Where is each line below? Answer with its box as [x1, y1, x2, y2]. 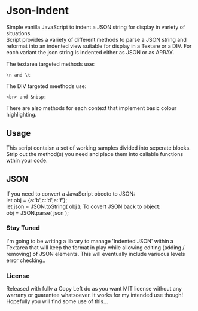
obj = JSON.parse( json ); [6, 209, 69, 216]
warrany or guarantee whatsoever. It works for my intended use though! [6, 291, 184, 299]
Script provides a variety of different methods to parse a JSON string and [6, 36, 187, 43]
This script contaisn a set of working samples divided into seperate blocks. [6, 144, 191, 151]
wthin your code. [6, 157, 48, 164]
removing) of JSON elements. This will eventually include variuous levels [6, 250, 185, 257]
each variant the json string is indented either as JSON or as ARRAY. [6, 48, 175, 56]
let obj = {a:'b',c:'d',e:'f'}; [6, 196, 68, 203]
